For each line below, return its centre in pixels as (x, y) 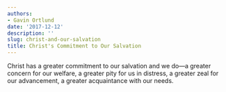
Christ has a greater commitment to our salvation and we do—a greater (109, 66)
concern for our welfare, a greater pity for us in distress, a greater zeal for (113, 73)
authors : (20, 14)
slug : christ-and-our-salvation (54, 40)
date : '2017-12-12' (35, 26)
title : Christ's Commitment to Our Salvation (74, 46)
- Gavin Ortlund (31, 20)
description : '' (31, 33)
